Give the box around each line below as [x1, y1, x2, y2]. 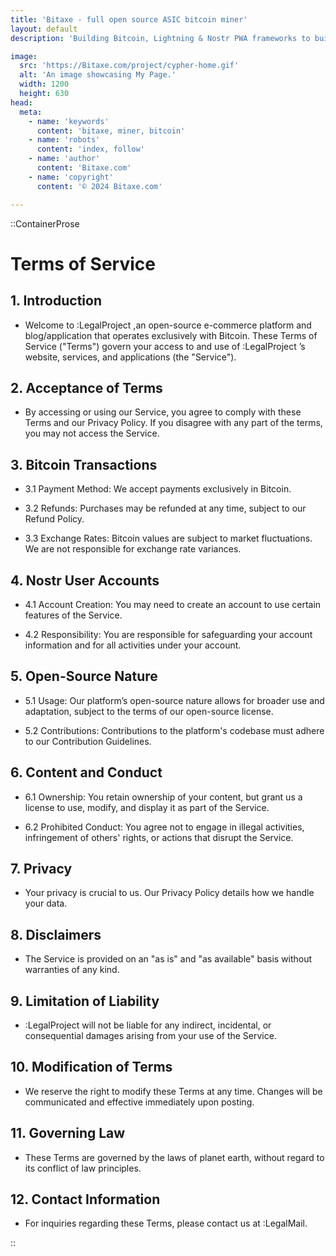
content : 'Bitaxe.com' [36, 163, 132, 173]
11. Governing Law [10, 1125, 126, 1142]
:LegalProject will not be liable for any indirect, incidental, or [24, 1019, 272, 1031]
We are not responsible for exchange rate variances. [24, 543, 242, 555]
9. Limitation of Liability [10, 992, 160, 1010]
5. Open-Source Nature [10, 668, 158, 685]
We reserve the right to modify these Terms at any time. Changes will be [24, 1085, 323, 1097]
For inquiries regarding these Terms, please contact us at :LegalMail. [24, 1217, 308, 1230]
